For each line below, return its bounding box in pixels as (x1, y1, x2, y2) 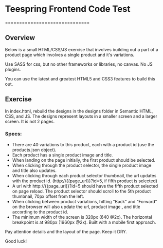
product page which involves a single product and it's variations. (5, 52, 135, 57)
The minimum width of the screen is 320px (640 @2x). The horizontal (12, 214, 152, 220)
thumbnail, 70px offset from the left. (12, 193, 84, 199)
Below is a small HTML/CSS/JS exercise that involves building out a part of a (5, 46, 159, 52)
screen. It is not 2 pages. (5, 118, 55, 124)
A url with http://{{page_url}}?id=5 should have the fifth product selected (12, 183, 158, 189)
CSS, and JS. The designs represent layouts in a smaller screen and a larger (5, 113, 158, 119)
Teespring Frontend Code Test (5, 3, 130, 15)
